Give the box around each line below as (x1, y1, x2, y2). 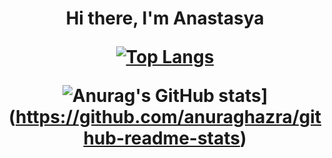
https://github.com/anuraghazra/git (15, 106, 322, 129)
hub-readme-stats (83, 127, 240, 150)
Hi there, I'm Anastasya (65, 7, 265, 30)
